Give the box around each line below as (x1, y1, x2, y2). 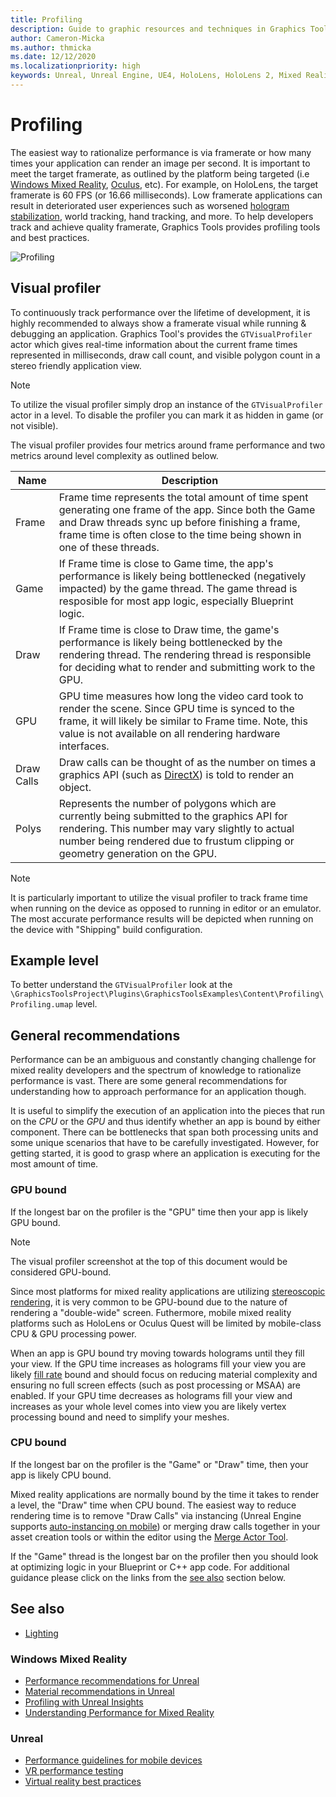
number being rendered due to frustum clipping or (58, 834, 295, 848)
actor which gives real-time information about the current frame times (10, 338, 298, 350)
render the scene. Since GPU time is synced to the (58, 701, 295, 715)
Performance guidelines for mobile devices (24, 1754, 203, 1766)
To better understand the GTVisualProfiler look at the (10, 979, 233, 991)
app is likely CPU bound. (10, 1469, 112, 1481)
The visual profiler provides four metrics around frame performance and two (10, 439, 326, 451)
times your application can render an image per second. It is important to (10, 157, 311, 169)
